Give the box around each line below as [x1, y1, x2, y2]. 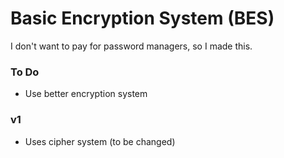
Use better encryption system [24, 88, 148, 100]
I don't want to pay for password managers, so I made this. [10, 40, 253, 52]
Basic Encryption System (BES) [10, 7, 275, 30]
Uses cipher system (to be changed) [24, 135, 176, 147]
